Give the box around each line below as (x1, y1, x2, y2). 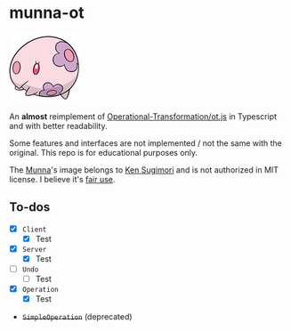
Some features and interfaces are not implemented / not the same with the (9, 137, 282, 149)
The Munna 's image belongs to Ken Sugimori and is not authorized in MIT (9, 164, 279, 175)
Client (21, 225, 47, 234)
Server (21, 245, 47, 254)
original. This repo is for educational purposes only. (9, 147, 198, 157)
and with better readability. (9, 120, 108, 131)
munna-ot (9, 3, 85, 23)
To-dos (9, 199, 51, 215)
